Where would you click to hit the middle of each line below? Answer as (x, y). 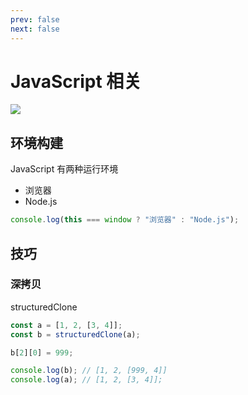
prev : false (35, 19)
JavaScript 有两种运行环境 (64, 169)
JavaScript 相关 (76, 81)
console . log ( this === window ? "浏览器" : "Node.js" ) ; (125, 220)
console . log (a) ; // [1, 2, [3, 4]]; (86, 380)
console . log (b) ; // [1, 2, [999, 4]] (89, 371)
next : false (35, 29)
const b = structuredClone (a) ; (75, 334)
